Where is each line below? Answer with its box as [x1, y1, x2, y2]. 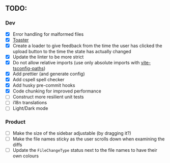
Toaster [12, 37, 29, 43]
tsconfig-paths [12, 65, 44, 71]
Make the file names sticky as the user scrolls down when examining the [12, 135, 165, 142]
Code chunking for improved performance [12, 88, 102, 94]
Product [5, 119, 26, 126]
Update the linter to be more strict [12, 54, 84, 60]
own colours [12, 153, 39, 159]
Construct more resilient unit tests [12, 94, 84, 100]
